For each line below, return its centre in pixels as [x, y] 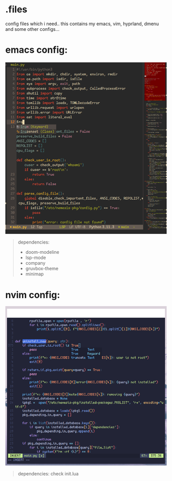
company [35, 263]
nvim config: [33, 295]
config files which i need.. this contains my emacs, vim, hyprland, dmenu [82, 24]
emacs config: [37, 50]
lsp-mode [36, 257]
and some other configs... [33, 29]
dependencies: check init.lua [48, 473]
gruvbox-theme [42, 269]
